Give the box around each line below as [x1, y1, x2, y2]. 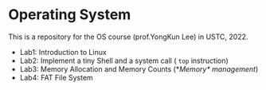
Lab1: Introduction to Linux [19, 47, 108, 57]
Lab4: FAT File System [19, 72, 93, 82]
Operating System [8, 6, 131, 24]
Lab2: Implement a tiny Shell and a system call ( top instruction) [19, 56, 229, 65]
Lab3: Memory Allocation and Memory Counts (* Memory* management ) [19, 64, 259, 73]
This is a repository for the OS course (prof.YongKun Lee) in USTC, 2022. [8, 32, 248, 41]
